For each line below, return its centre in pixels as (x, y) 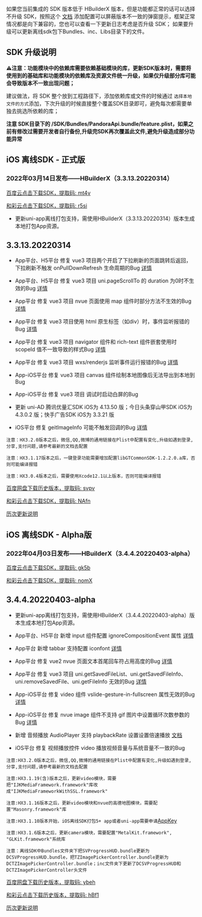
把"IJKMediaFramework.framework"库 (50, 785)
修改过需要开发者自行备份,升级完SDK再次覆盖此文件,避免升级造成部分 (103, 131)
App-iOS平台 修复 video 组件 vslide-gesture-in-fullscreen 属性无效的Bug (105, 694)
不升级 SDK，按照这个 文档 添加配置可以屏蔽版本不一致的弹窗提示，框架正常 (101, 16)
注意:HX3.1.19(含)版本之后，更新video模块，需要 (61, 778)
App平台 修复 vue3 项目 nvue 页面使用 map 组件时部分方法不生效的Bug (103, 301)
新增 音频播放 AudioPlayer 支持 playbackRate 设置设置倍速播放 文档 (98, 735)
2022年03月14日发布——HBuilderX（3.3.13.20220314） (90, 179)
